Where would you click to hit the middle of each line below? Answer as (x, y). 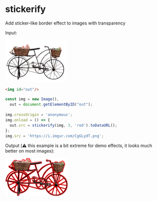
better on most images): (30, 150)
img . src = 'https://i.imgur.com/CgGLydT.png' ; (54, 136)
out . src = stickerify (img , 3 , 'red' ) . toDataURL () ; (63, 125)
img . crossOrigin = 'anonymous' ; (39, 115)
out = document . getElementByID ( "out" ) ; (51, 104)
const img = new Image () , (32, 99)
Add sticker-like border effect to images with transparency (65, 23)
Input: (11, 32)
